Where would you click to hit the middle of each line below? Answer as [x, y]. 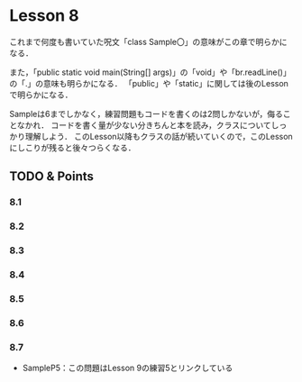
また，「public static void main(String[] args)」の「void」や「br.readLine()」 [150, 72]
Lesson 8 [44, 16]
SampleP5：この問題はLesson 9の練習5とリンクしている [128, 368]
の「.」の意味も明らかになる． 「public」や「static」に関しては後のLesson [149, 83]
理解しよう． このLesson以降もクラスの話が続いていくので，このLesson [159, 136]
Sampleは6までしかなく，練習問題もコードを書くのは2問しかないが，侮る [146, 114]
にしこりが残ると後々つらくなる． [73, 147]
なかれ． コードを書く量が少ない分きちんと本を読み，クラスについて [144, 125]
